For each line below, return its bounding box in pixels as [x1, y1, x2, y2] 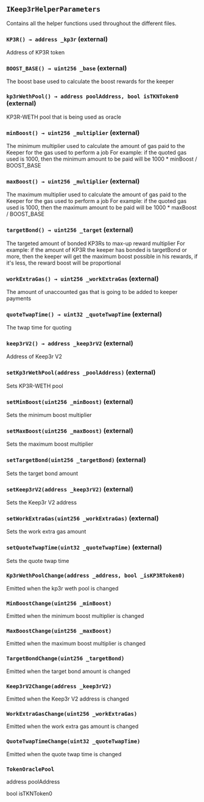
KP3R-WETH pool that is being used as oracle [6, 113, 122, 120]
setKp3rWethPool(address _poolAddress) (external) [6, 368, 156, 377]
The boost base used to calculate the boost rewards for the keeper [6, 78, 174, 85]
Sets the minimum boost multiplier [6, 411, 93, 419]
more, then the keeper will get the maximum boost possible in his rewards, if [6, 252, 198, 260]
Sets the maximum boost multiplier [6, 440, 93, 448]
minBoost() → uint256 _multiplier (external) [6, 128, 140, 137]
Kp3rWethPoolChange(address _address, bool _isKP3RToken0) [6, 572, 185, 579]
